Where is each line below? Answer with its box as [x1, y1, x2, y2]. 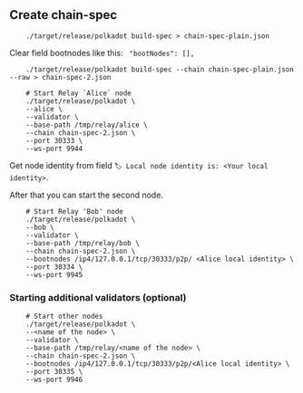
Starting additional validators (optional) [9, 291, 187, 303]
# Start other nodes [25, 312, 103, 321]
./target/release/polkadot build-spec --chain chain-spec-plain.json [25, 64, 295, 74]
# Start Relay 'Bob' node [25, 206, 124, 216]
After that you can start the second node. [9, 189, 163, 200]
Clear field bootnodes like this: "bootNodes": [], [9, 47, 195, 58]
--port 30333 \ [25, 136, 83, 145]
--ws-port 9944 [25, 144, 83, 153]
